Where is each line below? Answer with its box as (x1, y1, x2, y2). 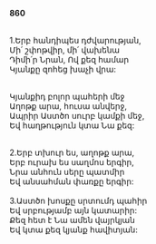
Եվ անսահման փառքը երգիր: (9, 176, 134, 187)
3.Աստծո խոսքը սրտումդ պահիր (9, 195, 148, 206)
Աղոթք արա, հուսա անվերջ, (9, 101, 128, 112)
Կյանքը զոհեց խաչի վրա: (9, 63, 116, 74)
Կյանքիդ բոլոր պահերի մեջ (9, 91, 125, 102)
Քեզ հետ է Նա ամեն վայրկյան (9, 215, 136, 225)
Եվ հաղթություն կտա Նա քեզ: (9, 120, 135, 131)
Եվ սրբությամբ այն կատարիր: (9, 205, 138, 216)
